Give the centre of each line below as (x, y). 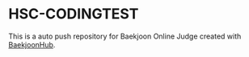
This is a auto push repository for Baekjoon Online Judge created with (125, 36)
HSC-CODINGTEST (74, 14)
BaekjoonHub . (32, 44)
